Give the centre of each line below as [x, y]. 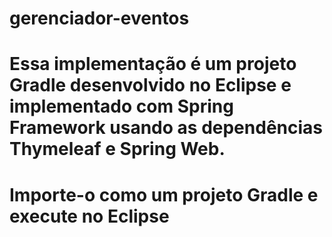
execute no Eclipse [89, 216]
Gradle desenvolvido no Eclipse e [150, 85]
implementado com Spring [121, 106]
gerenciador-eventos [99, 18]
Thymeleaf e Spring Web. [117, 149]
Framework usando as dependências [166, 128]
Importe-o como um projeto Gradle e [164, 194]
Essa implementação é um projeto [153, 64]
